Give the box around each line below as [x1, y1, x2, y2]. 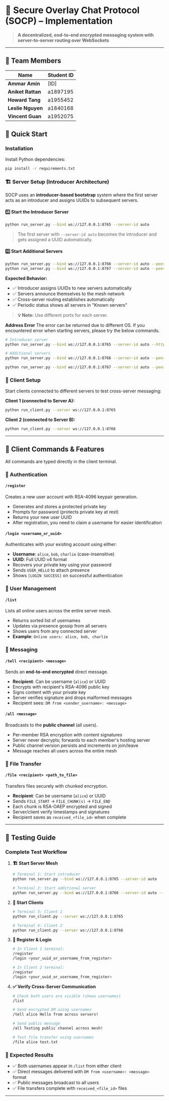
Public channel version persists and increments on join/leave [12, 742, 139, 748]
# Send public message [12, 1021, 60, 1026]
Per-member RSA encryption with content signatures [12, 731, 122, 737]
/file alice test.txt [12, 1040, 58, 1045]
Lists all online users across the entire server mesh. [5, 608, 112, 614]
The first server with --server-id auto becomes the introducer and [17, 231, 157, 237]
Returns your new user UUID [12, 514, 72, 520]
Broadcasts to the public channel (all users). [5, 722, 98, 728]
